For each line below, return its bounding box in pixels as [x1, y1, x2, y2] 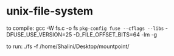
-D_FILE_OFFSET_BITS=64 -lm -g [73, 30, 157, 38]
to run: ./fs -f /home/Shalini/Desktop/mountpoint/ [6, 43, 130, 50]
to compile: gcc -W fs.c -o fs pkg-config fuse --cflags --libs [6, 24, 164, 32]
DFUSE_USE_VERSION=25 [6, 30, 72, 38]
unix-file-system [6, 4, 93, 18]
